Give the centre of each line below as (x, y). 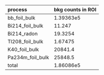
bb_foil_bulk (21, 18)
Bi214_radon (23, 34)
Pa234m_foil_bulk (28, 57)
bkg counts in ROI (75, 9)
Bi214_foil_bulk (25, 26)
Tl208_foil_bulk (25, 42)
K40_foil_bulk (23, 49)
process (17, 9)
